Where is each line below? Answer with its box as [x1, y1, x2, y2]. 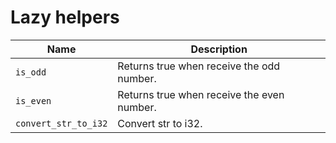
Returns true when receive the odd [117, 59, 281, 73]
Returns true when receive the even [117, 87, 285, 101]
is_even [15, 95, 52, 106]
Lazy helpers [10, 6, 120, 29]
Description [190, 42, 248, 56]
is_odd [15, 66, 47, 78]
